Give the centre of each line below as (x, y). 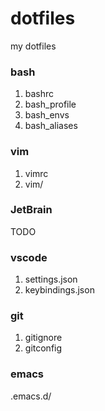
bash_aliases (51, 126)
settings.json (51, 279)
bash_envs (47, 115)
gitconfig (43, 348)
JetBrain (31, 210)
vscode (29, 257)
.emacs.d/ (31, 396)
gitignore (43, 338)
